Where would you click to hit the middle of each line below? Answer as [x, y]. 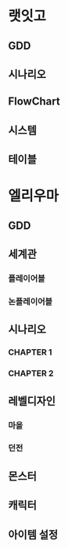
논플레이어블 [30, 301]
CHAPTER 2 [31, 373]
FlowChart [34, 102]
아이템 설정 [33, 534]
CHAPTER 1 [30, 352]
